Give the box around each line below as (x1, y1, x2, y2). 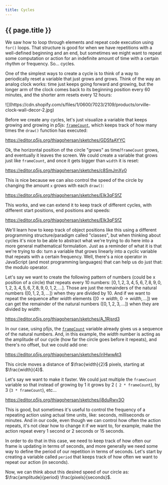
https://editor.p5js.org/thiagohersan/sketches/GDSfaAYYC (5, 137, 126, 144)
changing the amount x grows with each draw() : (5, 182, 104, 189)
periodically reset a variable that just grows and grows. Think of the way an (5, 76, 160, 82)
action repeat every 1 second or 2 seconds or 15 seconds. (5, 428, 125, 434)
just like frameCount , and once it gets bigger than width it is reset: (5, 158, 139, 164)
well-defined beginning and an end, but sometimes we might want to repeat (5, 50, 162, 56)
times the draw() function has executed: (5, 127, 88, 133)
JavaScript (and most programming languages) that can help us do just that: (5, 259, 163, 265)
